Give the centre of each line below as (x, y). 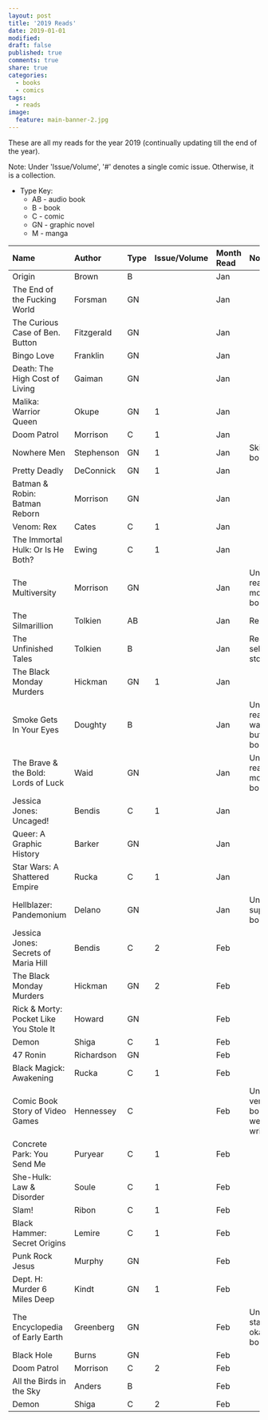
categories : (28, 75)
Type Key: (36, 191)
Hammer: (30, 1233)
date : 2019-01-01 (37, 30)
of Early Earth (38, 1337)
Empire (26, 887)
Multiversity (35, 592)
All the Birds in (39, 1381)
